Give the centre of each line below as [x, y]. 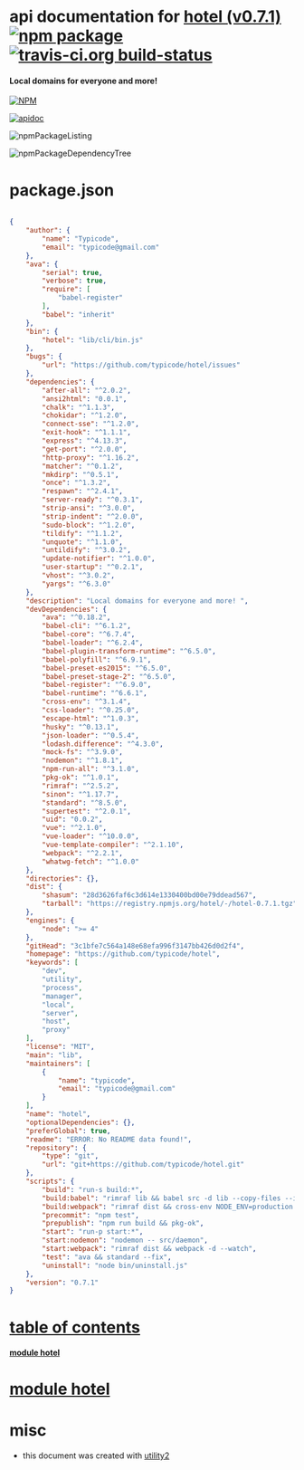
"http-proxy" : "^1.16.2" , [91, 458]
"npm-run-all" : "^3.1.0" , [91, 769]
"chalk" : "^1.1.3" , [79, 407]
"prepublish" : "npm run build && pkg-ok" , [123, 1224]
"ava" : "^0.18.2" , [76, 617]
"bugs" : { [44, 357]
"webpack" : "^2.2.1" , [83, 853]
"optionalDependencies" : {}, [81, 1122]
